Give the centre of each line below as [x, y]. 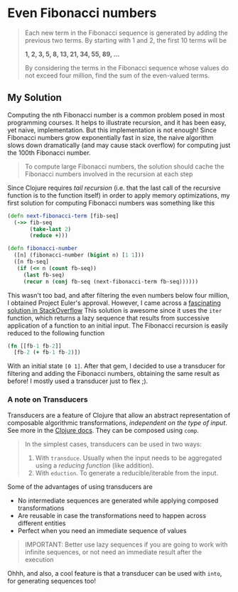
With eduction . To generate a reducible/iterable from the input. [127, 473]
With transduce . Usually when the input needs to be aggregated [129, 458]
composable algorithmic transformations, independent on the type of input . [117, 423]
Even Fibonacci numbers [82, 13]
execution [39, 559]
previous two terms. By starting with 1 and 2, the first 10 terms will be [126, 40]
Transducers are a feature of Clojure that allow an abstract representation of [119, 415]
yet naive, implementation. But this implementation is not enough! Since [112, 130]
